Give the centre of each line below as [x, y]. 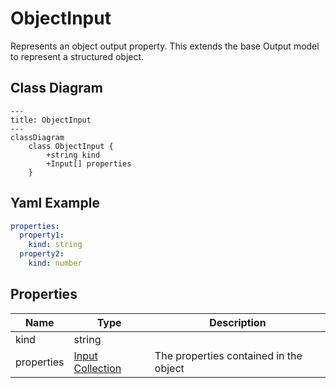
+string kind [73, 155]
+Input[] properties [89, 163]
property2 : [42, 254]
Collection [97, 368]
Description [238, 322]
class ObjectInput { [71, 146]
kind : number [55, 263]
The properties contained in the [228, 355]
